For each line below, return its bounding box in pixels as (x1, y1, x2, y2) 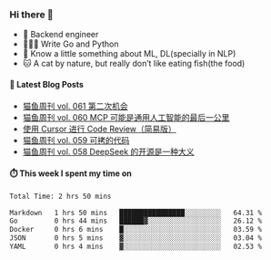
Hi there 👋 (9, 8, 55, 21)
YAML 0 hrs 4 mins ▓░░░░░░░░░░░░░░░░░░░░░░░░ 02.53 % (9, 242, 262, 252)
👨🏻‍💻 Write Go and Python (22, 38, 119, 49)
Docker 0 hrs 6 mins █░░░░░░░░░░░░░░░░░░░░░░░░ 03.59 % (9, 225, 262, 234)
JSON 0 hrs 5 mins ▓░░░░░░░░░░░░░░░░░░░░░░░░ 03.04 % (9, 234, 262, 243)
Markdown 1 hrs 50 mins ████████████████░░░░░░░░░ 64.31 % (9, 208, 262, 217)
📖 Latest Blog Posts (9, 78, 85, 89)
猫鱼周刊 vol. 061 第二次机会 (22, 100, 129, 111)
